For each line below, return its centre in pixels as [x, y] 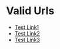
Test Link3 [27, 40]
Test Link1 [27, 27]
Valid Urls [30, 11]
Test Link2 [27, 33]
